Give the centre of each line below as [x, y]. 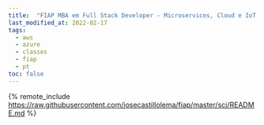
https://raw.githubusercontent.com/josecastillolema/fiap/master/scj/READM [131, 105]
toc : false [26, 74]
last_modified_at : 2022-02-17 [58, 23]
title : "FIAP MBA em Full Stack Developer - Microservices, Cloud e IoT [132, 15]
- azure [28, 45]
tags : [17, 30]
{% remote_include [40, 96]
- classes [31, 52]
